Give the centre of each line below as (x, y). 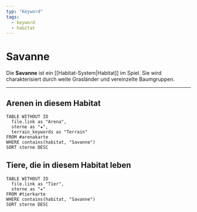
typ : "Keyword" (25, 11)
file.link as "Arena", (39, 122)
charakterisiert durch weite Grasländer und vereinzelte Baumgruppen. (90, 79)
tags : (13, 17)
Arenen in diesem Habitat (53, 103)
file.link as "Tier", (38, 184)
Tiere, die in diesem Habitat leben (69, 165)
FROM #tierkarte (26, 194)
